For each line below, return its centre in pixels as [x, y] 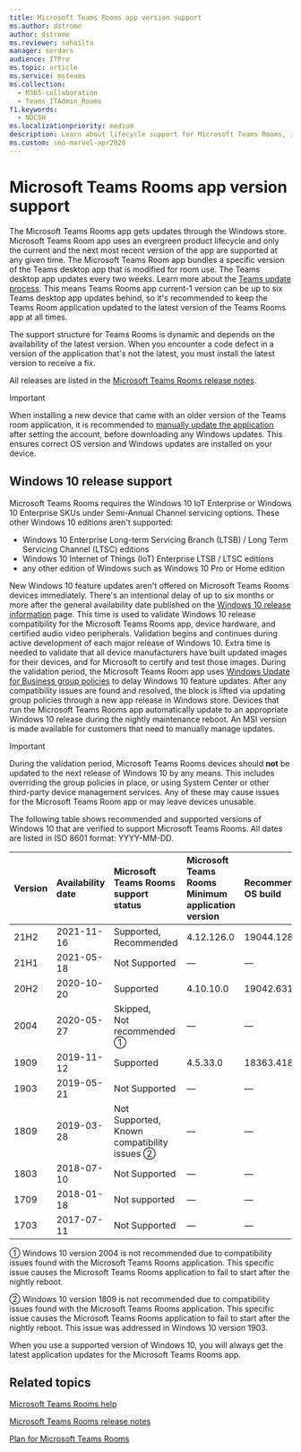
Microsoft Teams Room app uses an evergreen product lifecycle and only [144, 241]
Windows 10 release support [91, 481]
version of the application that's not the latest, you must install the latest [142, 353]
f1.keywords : [34, 109]
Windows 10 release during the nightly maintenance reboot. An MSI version [148, 719]
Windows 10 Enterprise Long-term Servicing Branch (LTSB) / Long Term [155, 539]
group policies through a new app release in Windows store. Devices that [144, 700]
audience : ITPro [39, 59]
